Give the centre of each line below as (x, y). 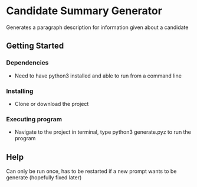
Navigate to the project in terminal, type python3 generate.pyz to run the (103, 132)
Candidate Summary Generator (84, 11)
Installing (20, 91)
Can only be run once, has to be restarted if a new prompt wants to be (91, 171)
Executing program (34, 119)
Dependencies (27, 63)
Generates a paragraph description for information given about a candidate (97, 27)
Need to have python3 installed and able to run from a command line (98, 76)
